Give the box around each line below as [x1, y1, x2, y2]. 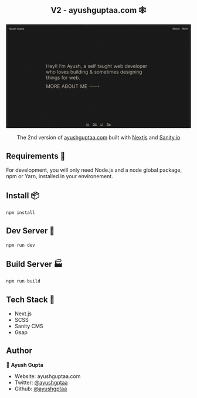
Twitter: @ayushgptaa [14, 379, 68, 386]
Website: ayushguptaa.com [14, 372, 81, 380]
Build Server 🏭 [6, 259, 63, 269]
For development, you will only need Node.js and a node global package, [6, 166, 182, 174]
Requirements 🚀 [6, 151, 66, 161]
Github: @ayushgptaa [14, 385, 67, 392]
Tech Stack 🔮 [6, 294, 55, 304]
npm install [6, 209, 35, 216]
